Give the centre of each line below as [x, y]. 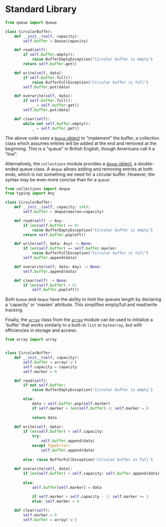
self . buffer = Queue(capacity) [56, 41]
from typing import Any [30, 193]
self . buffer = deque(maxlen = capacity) [63, 212]
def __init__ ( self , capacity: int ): [52, 207]
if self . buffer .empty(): [49, 55]
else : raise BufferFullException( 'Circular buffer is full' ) [88, 459]
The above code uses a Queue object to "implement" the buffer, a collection [82, 138]
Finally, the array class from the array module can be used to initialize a [79, 320]
